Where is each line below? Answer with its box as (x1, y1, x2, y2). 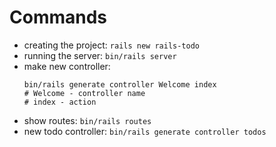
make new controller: (23, 60, 111, 72)
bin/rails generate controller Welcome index (23, 79, 217, 90)
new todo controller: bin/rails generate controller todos (23, 125, 267, 137)
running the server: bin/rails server (23, 49, 177, 61)
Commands (9, 6, 108, 29)
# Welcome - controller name (23, 88, 146, 98)
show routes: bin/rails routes (23, 114, 152, 126)
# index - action (23, 97, 97, 107)
